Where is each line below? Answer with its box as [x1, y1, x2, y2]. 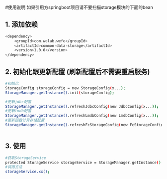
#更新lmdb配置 [5, 109, 31, 114]
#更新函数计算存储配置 [5, 118, 45, 123]
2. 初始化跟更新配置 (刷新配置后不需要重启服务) [5, 67, 150, 76]
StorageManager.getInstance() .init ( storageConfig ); [5, 90, 114, 95]
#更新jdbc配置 [5, 99, 31, 104]
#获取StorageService [5, 155, 46, 161]
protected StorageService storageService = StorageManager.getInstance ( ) [5, 160, 162, 165]
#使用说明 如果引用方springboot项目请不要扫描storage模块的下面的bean [5, 4, 153, 10]
